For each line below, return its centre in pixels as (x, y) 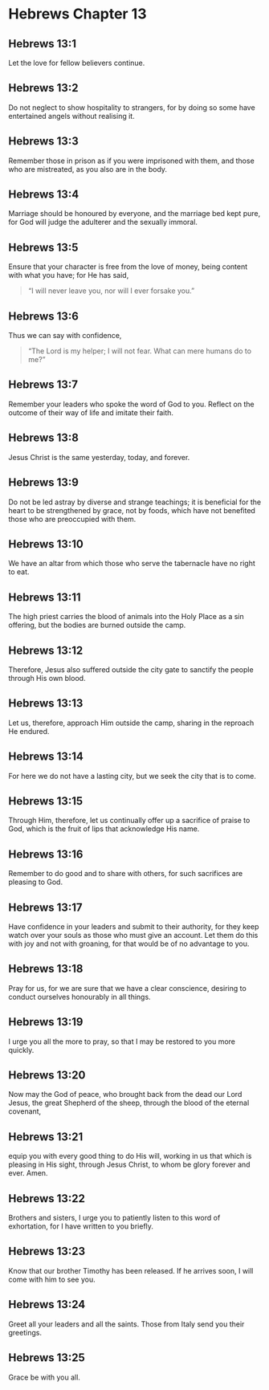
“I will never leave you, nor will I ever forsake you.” (111, 291)
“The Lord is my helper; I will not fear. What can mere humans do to (139, 351)
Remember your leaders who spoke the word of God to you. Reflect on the (131, 404)
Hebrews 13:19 (46, 1022)
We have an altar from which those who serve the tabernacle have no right (132, 564)
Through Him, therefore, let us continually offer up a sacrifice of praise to (129, 821)
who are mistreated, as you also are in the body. (88, 169)
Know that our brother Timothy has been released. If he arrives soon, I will (131, 1270)
